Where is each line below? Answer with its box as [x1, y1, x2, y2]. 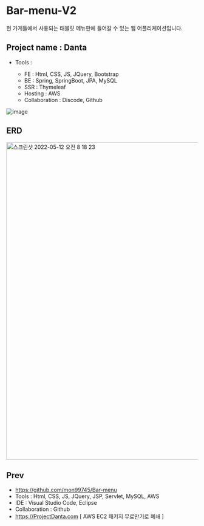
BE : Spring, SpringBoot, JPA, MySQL [24, 77, 117, 84]
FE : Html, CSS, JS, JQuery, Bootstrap [24, 70, 120, 78]
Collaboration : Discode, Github [24, 96, 103, 103]
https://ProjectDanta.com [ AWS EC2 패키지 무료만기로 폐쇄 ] [15, 513, 164, 520]
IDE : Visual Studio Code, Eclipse [15, 499, 97, 507]
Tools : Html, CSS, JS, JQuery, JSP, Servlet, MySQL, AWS [15, 493, 160, 500]
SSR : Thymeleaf [24, 83, 66, 91]
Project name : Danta [6, 43, 87, 53]
